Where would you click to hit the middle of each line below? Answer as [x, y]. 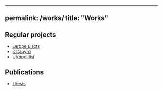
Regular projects [31, 35]
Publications [24, 72]
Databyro [21, 52]
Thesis [19, 84]
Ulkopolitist [23, 57]
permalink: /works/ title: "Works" [57, 18]
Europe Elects [26, 46]
